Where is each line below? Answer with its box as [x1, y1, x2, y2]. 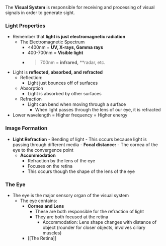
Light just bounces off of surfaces [27, 80, 98, 86]
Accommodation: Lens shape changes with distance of [42, 219, 157, 225]
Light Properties [5, 22, 46, 29]
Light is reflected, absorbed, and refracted [12, 69, 103, 75]
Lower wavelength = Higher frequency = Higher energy [12, 112, 128, 118]
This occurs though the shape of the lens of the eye [27, 168, 135, 174]
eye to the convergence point [12, 147, 74, 153]
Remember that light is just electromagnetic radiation [12, 34, 126, 40]
